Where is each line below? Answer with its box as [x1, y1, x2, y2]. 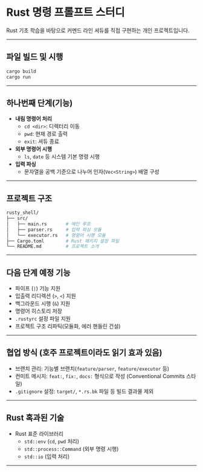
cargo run [6, 74, 31, 80]
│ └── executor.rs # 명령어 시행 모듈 [6, 232, 106, 238]
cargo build [6, 68, 36, 75]
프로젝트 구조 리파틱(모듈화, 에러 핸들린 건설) [14, 322, 121, 330]
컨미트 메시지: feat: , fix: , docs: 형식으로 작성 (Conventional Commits [14, 372, 185, 379]
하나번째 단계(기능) [6, 98, 73, 108]
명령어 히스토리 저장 [14, 307, 62, 315]
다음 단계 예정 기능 [6, 267, 71, 278]
